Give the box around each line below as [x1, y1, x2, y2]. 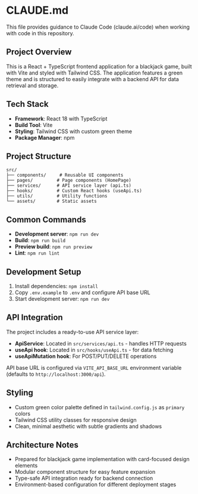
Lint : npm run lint [14, 249, 60, 257]
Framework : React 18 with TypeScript [14, 115, 108, 122]
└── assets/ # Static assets [6, 198, 97, 205]
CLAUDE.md [6, 4, 69, 17]
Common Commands [6, 214, 86, 224]
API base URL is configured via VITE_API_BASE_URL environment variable [6, 364, 182, 371]
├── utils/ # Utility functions [6, 193, 108, 199]
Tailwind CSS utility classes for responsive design [14, 416, 137, 424]
